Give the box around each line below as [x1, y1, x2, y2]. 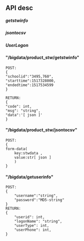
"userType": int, [14, 223, 50, 228]
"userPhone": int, [14, 227, 51, 233]
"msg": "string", [5, 108, 41, 113]
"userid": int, [14, 215, 45, 219]
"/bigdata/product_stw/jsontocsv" [5, 127, 77, 133]
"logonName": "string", [14, 219, 63, 224]
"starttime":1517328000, [5, 78, 56, 83]
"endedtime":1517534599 [5, 83, 54, 88]
